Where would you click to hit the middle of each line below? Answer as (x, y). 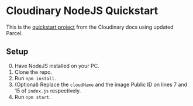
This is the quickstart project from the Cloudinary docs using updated (90, 27)
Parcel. (15, 33)
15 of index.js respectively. (48, 90)
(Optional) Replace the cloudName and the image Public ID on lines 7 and (101, 84)
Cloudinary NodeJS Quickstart (82, 11)
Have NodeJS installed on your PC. (57, 66)
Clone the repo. (33, 72)
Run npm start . (32, 97)
